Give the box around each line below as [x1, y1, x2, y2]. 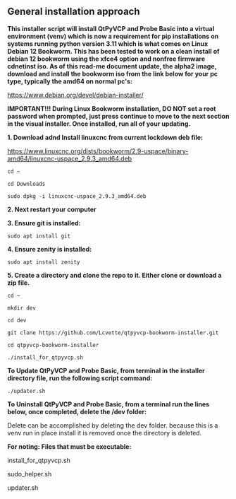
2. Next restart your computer [7, 205, 97, 213]
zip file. [7, 278, 30, 287]
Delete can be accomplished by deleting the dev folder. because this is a [7, 421, 218, 430]
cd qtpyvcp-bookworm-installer [7, 341, 99, 348]
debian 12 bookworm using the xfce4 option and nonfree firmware [7, 54, 206, 63]
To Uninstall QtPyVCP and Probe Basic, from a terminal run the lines [7, 399, 210, 409]
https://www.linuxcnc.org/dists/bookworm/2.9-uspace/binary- [7, 146, 189, 155]
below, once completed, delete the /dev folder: [7, 407, 147, 416]
